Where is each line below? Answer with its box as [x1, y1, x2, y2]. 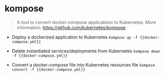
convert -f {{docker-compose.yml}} [11, 67, 86, 72]
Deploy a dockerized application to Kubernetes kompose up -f [11, 34, 138, 40]
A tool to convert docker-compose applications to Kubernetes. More [16, 19, 157, 25]
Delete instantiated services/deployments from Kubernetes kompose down [11, 48, 161, 54]
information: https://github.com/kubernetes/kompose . [16, 24, 127, 30]
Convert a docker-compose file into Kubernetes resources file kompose [11, 62, 156, 68]
